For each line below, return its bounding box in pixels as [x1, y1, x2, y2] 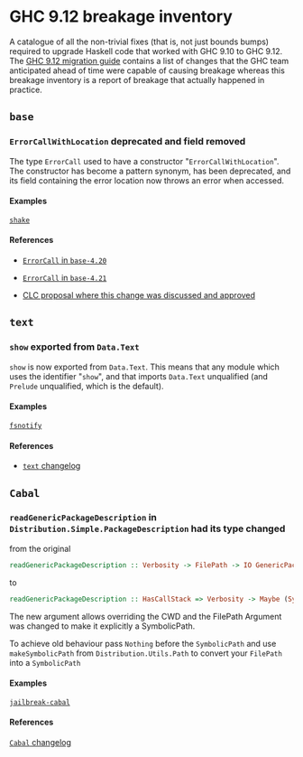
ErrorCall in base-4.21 [22, 273, 107, 284]
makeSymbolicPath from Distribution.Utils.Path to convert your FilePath [9, 648, 282, 659]
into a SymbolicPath [9, 657, 81, 668]
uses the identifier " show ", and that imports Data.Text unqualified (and [9, 370, 269, 381]
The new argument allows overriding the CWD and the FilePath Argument [9, 611, 282, 621]
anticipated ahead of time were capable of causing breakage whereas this [9, 65, 286, 76]
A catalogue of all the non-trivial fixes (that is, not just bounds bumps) [9, 36, 269, 47]
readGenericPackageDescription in [9, 511, 158, 524]
